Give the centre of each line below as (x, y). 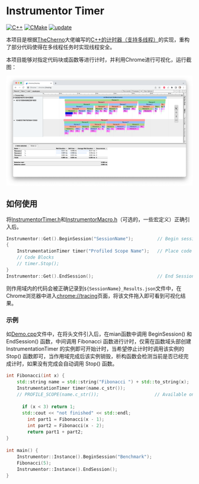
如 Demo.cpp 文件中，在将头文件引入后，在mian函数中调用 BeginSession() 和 (99, 334)
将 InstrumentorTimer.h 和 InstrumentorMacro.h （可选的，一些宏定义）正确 (95, 219)
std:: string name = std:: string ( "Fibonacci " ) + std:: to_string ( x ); (103, 382)
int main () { (22, 451)
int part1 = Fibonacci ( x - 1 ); (66, 419)
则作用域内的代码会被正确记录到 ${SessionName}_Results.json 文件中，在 (94, 288)
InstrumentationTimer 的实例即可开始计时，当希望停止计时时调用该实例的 (95, 349)
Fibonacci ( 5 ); (34, 463)
